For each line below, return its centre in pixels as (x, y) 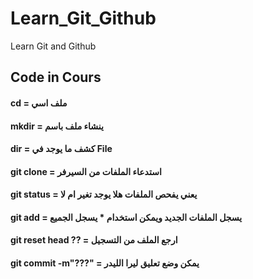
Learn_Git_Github (83, 18)
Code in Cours (56, 77)
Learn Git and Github (53, 46)
